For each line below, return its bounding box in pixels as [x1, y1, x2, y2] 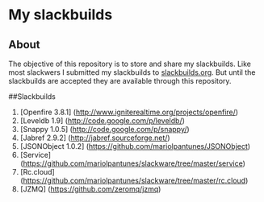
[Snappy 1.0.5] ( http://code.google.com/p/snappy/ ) [19, 125, 190, 134]
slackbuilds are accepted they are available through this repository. [8, 76, 232, 85]
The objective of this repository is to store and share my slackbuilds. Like [8, 59, 252, 68]
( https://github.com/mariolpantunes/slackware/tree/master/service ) [19, 159, 246, 168]
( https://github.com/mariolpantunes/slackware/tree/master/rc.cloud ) [19, 175, 249, 185]
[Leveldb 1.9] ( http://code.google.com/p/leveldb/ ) [19, 116, 186, 126]
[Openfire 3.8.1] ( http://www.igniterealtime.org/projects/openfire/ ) [19, 107, 239, 117]
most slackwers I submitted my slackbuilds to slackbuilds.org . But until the [8, 68, 256, 77]
